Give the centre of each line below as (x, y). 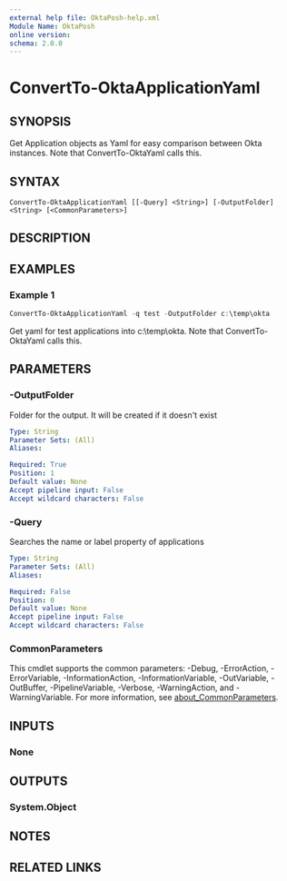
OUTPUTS (39, 781)
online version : (40, 35)
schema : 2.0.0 (36, 43)
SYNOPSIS (40, 121)
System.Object (43, 807)
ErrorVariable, (35, 678)
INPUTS (32, 726)
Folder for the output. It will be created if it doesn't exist (114, 415)
